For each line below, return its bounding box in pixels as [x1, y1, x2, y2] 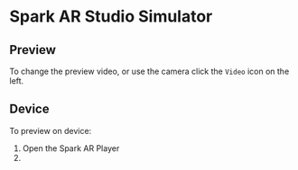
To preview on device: [9, 125, 92, 136]
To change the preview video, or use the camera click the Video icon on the [9, 66, 290, 76]
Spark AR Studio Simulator [9, 6, 213, 27]
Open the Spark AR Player [22, 142, 120, 154]
